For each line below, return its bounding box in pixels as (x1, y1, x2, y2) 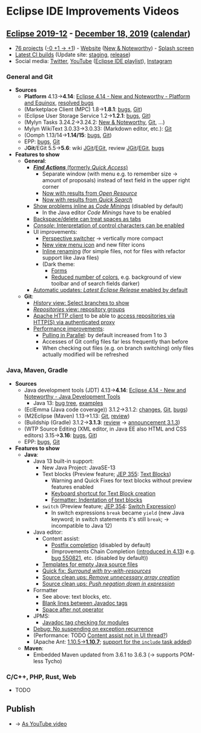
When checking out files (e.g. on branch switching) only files (42, 344, 194, 352)
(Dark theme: (42, 261, 75, 268)
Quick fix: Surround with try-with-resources (42, 567, 151, 574)
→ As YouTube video (15, 720, 67, 727)
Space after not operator (42, 605, 104, 613)
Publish (6, 704, 36, 714)
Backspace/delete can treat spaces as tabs (33, 216, 141, 223)
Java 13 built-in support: (33, 457, 94, 465)
